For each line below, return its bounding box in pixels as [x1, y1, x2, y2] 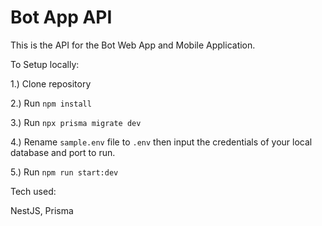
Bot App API [10, 6, 113, 29]
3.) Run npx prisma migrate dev [10, 116, 142, 128]
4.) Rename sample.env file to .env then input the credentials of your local [10, 136, 313, 148]
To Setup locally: [10, 58, 80, 70]
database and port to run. [10, 146, 116, 158]
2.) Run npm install [10, 97, 92, 109]
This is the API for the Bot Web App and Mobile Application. [10, 39, 256, 51]
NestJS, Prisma [10, 204, 74, 216]
